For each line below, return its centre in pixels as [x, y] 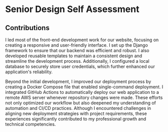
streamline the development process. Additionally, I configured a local [77, 61]
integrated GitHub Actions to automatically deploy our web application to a [82, 92]
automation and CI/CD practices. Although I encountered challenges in [78, 108]
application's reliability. [29, 72]
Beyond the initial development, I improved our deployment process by [78, 82]
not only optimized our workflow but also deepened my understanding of [81, 103]
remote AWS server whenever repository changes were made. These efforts [84, 97]
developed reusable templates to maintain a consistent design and [74, 56]
